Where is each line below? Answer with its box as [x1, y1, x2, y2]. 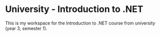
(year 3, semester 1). [5, 25, 47, 31]
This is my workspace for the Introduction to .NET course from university [5, 20, 155, 26]
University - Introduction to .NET [5, 3, 143, 15]
